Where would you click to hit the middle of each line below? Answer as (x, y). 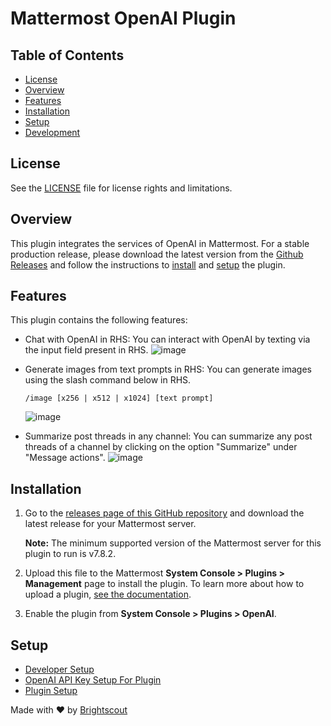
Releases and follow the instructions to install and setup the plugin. (148, 264)
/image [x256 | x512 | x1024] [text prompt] (119, 398)
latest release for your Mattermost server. (110, 524)
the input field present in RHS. (86, 350)
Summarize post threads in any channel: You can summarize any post (168, 436)
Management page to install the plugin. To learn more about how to (164, 584)
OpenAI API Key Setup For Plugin (93, 680)
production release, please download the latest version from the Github (157, 254)
